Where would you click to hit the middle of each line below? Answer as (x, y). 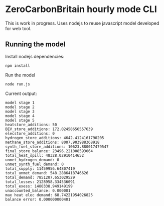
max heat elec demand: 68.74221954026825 (49, 195)
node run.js (18, 84)
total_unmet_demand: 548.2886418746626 (47, 173)
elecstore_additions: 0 (30, 133)
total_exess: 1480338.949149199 (39, 186)
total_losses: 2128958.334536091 (40, 182)
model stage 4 (20, 116)
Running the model (35, 44)
